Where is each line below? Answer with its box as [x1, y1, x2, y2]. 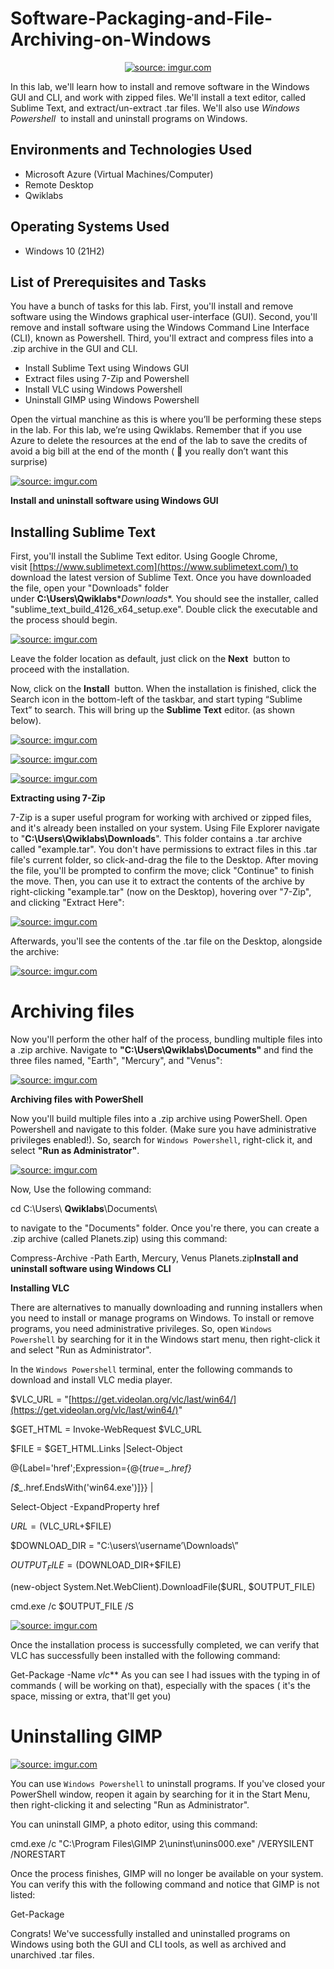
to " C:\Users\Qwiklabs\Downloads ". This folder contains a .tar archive [10, 833, 303, 845]
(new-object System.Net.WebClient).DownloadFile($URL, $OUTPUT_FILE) [10, 1580, 316, 1592]
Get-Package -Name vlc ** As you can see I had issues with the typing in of [10, 1668, 321, 1681]
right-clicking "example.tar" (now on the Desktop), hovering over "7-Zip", [10, 886, 312, 898]
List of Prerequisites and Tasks [10, 273, 207, 291]
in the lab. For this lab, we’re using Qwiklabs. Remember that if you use [10, 424, 303, 436]
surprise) [10, 456, 48, 468]
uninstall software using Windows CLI [10, 1263, 172, 1275]
